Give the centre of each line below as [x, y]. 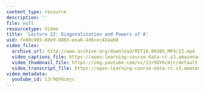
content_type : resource [37, 12]
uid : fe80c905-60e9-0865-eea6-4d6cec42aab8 [63, 40]
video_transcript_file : [42, 68]
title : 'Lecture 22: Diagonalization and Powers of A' [77, 34]
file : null [20, 23]
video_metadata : [27, 74]
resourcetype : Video [33, 29]
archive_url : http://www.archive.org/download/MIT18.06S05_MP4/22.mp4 [103, 51]
